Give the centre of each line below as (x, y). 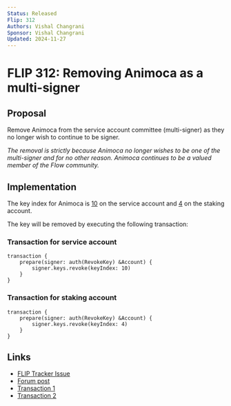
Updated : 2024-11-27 (37, 39)
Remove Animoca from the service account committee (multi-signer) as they (116, 130)
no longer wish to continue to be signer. (63, 137)
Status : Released (32, 13)
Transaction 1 (36, 388)
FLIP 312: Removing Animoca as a (105, 73)
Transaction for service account (62, 242)
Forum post (33, 381)
